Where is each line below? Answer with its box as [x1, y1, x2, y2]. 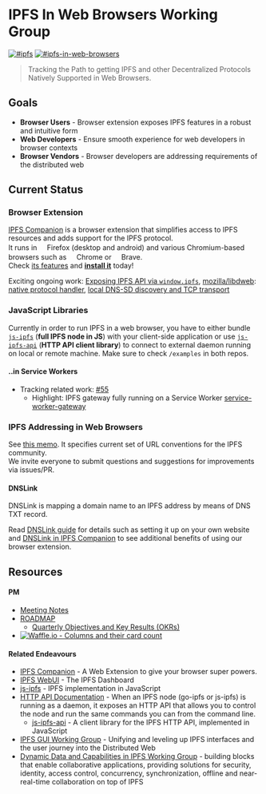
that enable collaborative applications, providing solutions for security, [19, 760, 252, 770]
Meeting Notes [19, 605, 69, 615]
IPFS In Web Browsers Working [8, 6, 218, 24]
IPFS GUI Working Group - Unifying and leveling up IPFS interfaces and [19, 735, 255, 744]
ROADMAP [19, 613, 56, 624]
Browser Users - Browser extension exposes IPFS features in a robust [19, 117, 252, 127]
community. [8, 448, 47, 458]
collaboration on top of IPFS [51, 777, 144, 787]
